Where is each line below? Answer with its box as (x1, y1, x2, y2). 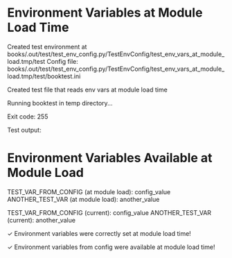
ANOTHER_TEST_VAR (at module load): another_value (7, 195, 160, 203)
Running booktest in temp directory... (7, 98, 113, 107)
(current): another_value (7, 216, 76, 224)
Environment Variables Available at (7, 150, 213, 166)
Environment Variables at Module (7, 5, 203, 21)
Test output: (7, 126, 42, 134)
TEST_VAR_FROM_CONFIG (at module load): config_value (7, 187, 171, 196)
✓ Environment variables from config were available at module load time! (7, 243, 215, 251)
